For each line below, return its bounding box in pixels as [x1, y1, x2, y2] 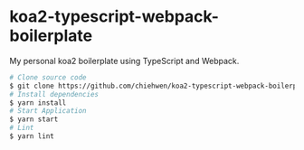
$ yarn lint [9, 132, 54, 141]
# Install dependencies [9, 89, 100, 98]
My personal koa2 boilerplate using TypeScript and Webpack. [9, 55, 240, 66]
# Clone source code [9, 72, 88, 82]
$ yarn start [9, 115, 59, 124]
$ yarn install [9, 98, 67, 108]
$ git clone [9, 81, 54, 90]
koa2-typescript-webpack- [9, 6, 220, 27]
